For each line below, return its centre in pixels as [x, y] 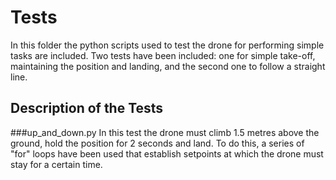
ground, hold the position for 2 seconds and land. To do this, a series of [157, 143]
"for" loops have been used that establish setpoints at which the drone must [167, 153]
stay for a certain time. [56, 164]
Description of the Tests [87, 108]
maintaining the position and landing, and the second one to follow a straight [168, 66]
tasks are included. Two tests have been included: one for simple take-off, [163, 55]
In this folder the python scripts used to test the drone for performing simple [167, 45]
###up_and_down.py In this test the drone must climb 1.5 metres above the [165, 132]
